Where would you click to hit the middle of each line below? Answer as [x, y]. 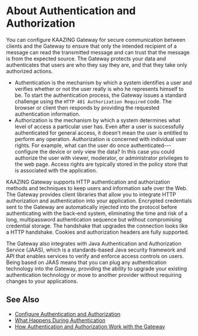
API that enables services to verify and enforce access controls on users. [95, 256]
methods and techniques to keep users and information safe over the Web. [97, 188]
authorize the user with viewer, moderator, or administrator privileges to [102, 158]
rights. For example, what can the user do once [72, 145]
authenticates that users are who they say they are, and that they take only [97, 65]
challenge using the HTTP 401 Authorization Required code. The [93, 101]
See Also [23, 300]
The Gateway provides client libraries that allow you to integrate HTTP [91, 194]
